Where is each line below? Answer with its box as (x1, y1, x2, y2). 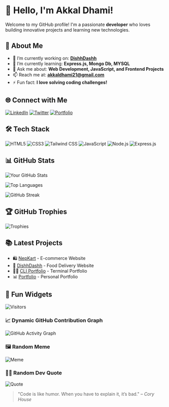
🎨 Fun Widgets (5, 290, 52, 299)
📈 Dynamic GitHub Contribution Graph (5, 316, 103, 324)
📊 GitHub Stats (5, 156, 55, 165)
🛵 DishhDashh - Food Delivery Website (12, 262, 94, 269)
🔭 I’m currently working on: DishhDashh (12, 55, 97, 61)
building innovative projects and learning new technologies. (5, 26, 130, 33)
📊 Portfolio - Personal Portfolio (12, 273, 78, 279)
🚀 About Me (5, 42, 43, 50)
